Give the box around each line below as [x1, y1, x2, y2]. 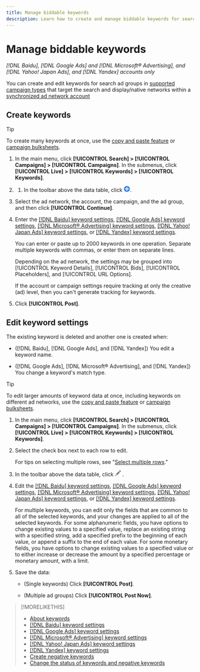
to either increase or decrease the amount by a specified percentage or [14, 551, 190, 558]
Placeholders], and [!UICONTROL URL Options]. [14, 271, 133, 278]
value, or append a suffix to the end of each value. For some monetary [14, 538, 188, 546]
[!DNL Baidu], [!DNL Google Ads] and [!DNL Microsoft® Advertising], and [6, 62, 186, 69]
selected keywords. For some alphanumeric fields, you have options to [14, 519, 189, 527]
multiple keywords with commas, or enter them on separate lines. [14, 246, 176, 253]
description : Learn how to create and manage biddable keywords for [6, 16, 180, 22]
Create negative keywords [29, 653, 94, 660]
